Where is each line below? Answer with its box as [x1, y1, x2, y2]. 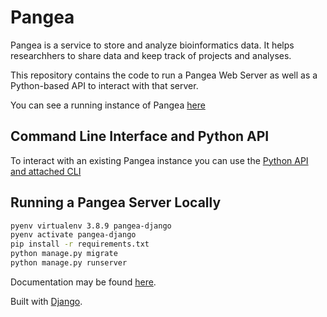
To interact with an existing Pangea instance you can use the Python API [10, 154, 309, 166]
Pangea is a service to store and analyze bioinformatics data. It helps [10, 39, 295, 51]
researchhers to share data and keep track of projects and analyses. [10, 49, 292, 61]
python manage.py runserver [10, 258, 128, 268]
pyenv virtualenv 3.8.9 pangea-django [10, 221, 172, 231]
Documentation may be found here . [10, 276, 157, 288]
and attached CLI [10, 165, 82, 177]
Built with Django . [10, 295, 83, 307]
